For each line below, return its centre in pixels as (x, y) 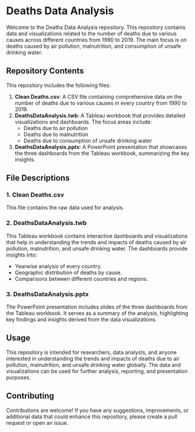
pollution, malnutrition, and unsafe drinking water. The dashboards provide (97, 248)
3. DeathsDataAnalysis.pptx (48, 294)
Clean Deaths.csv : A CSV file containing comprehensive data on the (98, 96)
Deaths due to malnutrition (56, 134)
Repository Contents (45, 71)
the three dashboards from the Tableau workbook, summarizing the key (102, 153)
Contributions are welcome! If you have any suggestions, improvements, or (97, 410)
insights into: (22, 255)
